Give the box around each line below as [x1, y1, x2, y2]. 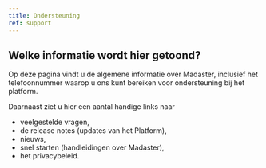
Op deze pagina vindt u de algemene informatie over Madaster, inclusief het [8, 69, 258, 80]
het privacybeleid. [19, 151, 80, 161]
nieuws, [19, 135, 46, 144]
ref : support [8, 19, 52, 27]
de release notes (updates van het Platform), [19, 126, 167, 135]
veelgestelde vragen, [19, 117, 89, 127]
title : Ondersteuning [8, 11, 81, 20]
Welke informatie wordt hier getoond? [8, 49, 201, 62]
